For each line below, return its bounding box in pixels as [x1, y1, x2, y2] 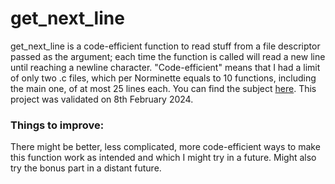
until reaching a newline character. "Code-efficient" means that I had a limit [10, 61, 321, 73]
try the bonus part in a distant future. [10, 162, 162, 174]
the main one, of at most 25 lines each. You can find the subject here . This [10, 82, 317, 94]
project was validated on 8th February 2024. [10, 93, 194, 105]
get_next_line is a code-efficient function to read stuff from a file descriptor [10, 40, 321, 52]
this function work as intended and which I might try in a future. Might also [10, 152, 317, 164]
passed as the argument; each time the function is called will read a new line [10, 50, 326, 62]
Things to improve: [10, 118, 105, 132]
